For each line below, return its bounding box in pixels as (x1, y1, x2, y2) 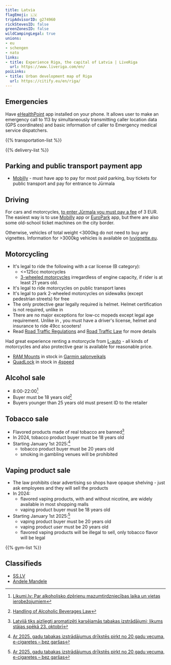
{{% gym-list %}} (5, 544, 42, 550)
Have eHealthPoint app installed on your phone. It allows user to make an (5, 111, 159, 117)
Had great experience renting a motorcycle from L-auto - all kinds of (5, 338, 149, 344)
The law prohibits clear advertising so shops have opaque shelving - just (12, 480, 165, 486)
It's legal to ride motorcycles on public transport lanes (12, 285, 126, 291)
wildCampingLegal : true (5, 31, 56, 36)
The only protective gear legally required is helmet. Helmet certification (12, 301, 162, 307)
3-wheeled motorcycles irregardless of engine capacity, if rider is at (20, 274, 163, 280)
